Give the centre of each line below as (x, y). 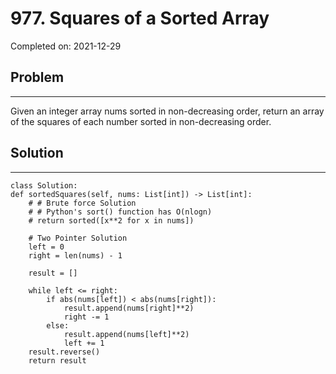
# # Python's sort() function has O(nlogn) (120, 212)
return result (57, 360)
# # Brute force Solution (82, 203)
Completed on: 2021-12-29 (66, 46)
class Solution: (44, 185)
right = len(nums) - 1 (75, 255)
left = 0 (46, 247)
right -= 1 (86, 317)
